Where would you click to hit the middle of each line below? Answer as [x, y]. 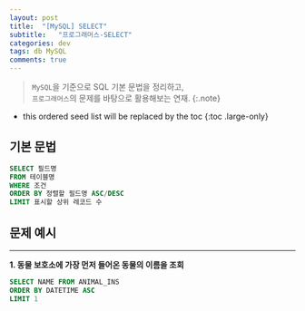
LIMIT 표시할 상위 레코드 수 [56, 202]
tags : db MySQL [38, 52]
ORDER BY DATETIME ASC [52, 290]
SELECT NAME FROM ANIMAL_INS [64, 282]
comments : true [38, 60]
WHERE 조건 [28, 185]
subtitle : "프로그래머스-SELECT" [71, 34]
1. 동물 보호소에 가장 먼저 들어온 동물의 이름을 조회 [97, 265]
